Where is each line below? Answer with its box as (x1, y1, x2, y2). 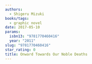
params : (5, 29, 21, 34)
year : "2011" (9, 38, 36, 43)
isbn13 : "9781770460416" (9, 34, 60, 39)
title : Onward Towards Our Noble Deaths (5, 51, 88, 57)
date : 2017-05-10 (5, 25, 40, 30)
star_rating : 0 (5, 47, 36, 52)
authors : (5, 7, 23, 12)
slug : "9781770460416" (5, 43, 51, 48)
